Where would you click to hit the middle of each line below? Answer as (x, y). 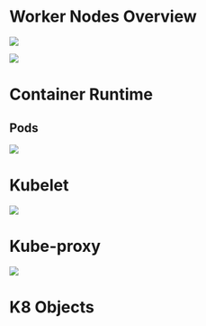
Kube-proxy (55, 247)
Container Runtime (81, 94)
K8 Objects (52, 307)
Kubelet (39, 186)
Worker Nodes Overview (103, 17)
